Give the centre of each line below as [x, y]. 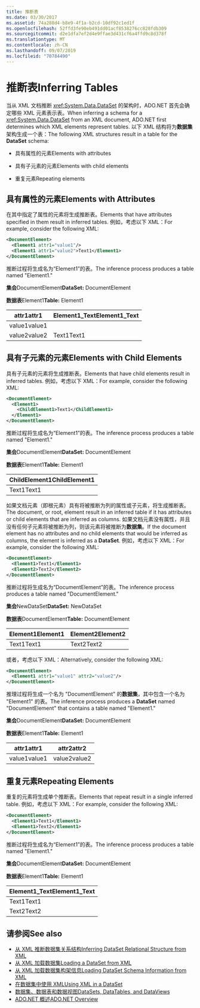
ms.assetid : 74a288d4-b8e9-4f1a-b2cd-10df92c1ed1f [70, 23]
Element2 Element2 [98, 634]
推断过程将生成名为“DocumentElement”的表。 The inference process [90, 587]
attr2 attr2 [72, 749]
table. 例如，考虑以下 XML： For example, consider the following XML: [92, 804]
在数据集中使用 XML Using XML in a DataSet [69, 984]
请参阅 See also [34, 934]
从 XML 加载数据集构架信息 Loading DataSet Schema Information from [101, 970]
